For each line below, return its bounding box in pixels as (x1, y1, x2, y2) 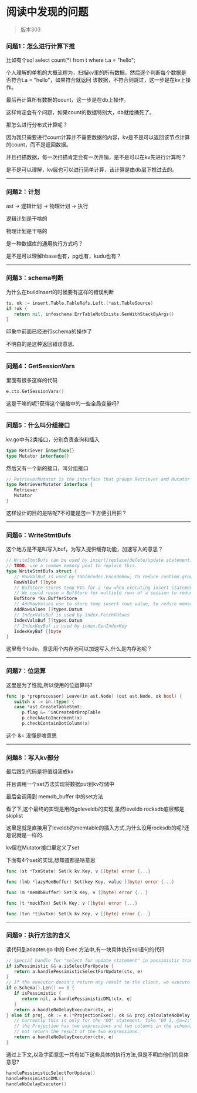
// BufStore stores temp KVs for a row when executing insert (13, 585, 169, 591)
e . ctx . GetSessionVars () (6, 388, 64, 394)
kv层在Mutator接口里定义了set (6, 844, 80, 851)
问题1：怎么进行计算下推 (6, 42, 75, 50)
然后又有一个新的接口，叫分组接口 (6, 464, 89, 471)
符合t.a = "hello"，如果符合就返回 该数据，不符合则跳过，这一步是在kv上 (11, 76, 186, 84)
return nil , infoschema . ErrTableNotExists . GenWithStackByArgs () (13, 311, 175, 317)
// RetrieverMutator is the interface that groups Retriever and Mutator (6, 476, 191, 482)
